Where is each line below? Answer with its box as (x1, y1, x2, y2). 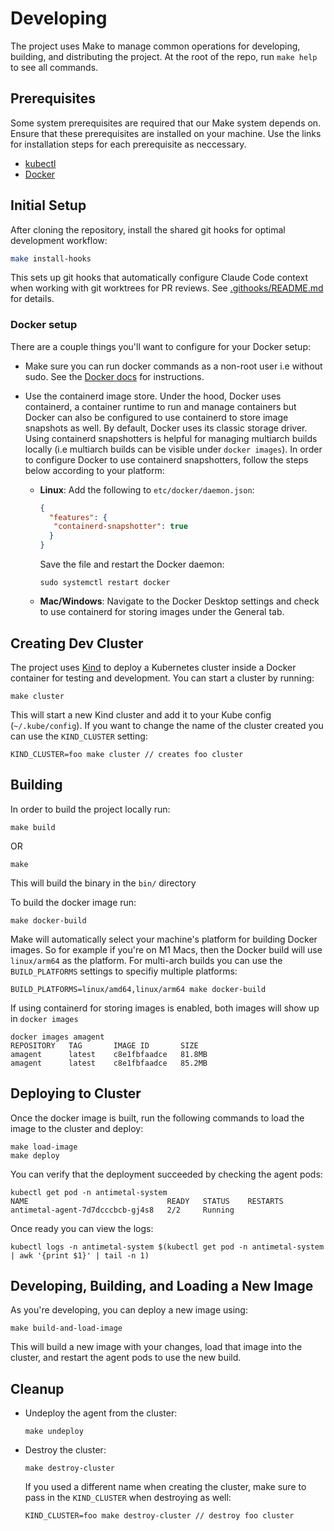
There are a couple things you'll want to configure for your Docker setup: (10, 340, 311, 352)
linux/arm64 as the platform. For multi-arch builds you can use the (10, 954, 283, 966)
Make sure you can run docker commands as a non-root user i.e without (24, 360, 323, 372)
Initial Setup (10, 197, 87, 214)
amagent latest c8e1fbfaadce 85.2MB (10, 1058, 208, 1068)
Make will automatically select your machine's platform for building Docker (10, 933, 318, 945)
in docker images (10, 1012, 79, 1024)
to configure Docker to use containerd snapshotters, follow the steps (24, 453, 309, 466)
